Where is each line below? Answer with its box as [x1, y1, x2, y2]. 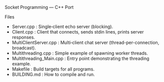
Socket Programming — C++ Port [4, 4, 74, 10]
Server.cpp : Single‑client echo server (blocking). [11, 23, 113, 29]
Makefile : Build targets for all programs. [11, 66, 95, 72]
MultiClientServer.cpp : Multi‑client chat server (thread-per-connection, [11, 39, 159, 45]
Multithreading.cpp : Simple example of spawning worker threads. [11, 50, 148, 56]
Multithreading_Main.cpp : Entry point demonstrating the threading [11, 55, 149, 61]
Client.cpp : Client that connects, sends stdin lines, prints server [11, 29, 144, 34]
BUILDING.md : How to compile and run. [11, 71, 95, 77]
